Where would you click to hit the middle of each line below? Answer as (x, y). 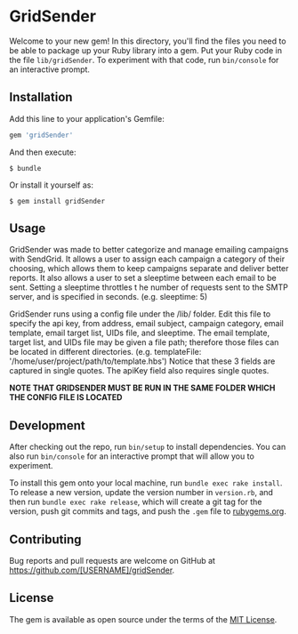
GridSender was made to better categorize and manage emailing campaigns (149, 250)
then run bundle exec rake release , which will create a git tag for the (136, 502)
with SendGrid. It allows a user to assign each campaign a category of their (147, 259)
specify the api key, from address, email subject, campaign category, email (147, 324)
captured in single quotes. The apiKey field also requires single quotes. (139, 371)
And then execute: (43, 152)
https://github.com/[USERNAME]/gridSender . (92, 570)
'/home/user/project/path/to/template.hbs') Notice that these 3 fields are (142, 361)
